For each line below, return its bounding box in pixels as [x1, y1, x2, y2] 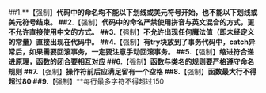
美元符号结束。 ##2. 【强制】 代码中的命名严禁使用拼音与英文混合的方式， [8, 17, 248, 27]
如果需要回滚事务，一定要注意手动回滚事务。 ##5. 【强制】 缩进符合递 [28, 47, 255, 56]
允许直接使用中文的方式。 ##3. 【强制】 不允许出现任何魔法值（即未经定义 [14, 28, 255, 36]
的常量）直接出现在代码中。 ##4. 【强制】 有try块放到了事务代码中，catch [8, 37, 249, 46]
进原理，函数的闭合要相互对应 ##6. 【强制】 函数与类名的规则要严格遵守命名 [8, 57, 255, 66]
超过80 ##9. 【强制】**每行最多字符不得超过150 [8, 76, 165, 86]
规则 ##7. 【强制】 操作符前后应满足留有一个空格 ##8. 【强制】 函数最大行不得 [8, 67, 257, 76]
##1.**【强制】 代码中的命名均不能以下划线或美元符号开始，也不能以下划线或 [8, 8, 258, 17]
